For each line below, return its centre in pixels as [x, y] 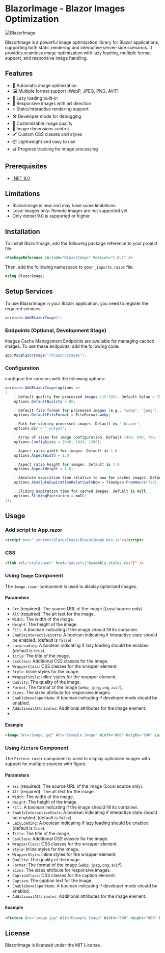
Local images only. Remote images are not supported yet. [70, 211]
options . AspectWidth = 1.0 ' [42, 455]
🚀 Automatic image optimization [44, 85]
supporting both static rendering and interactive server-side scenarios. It [79, 47]
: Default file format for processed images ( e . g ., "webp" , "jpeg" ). [87, 410]
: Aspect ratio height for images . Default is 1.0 [67, 464]
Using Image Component [34, 576]
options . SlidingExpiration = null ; [50, 496]
